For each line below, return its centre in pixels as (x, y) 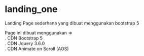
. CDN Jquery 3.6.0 (25, 43)
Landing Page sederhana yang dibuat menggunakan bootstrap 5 (72, 23)
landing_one (31, 9)
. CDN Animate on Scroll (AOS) (37, 48)
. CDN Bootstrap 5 (24, 38)
